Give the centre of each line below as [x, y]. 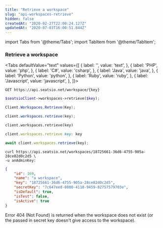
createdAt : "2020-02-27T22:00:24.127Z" [46, 23]
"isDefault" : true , [34, 192]
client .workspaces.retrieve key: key [44, 134]
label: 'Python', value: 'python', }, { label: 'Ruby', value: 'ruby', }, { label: [77, 76]
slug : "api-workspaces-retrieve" [39, 14]
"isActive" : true [32, 201]
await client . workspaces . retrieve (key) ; [47, 143]
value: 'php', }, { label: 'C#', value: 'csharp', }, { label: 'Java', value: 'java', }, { [81, 71]
